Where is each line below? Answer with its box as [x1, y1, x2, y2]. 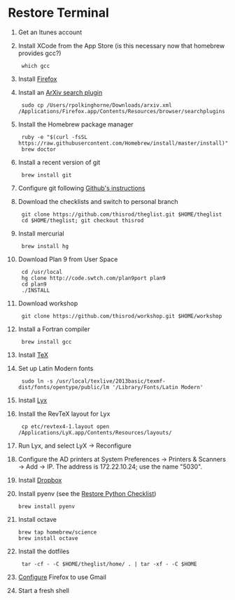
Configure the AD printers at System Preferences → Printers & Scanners [17, 455, 227, 463]
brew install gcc [21, 338, 72, 345]
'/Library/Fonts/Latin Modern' [112, 383, 204, 390]
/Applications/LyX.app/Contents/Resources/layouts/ [17, 429, 172, 436]
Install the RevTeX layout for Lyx [17, 409, 111, 418]
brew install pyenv [17, 503, 76, 510]
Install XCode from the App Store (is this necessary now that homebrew [17, 41, 225, 50]
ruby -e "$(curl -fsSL [21, 133, 88, 140]
